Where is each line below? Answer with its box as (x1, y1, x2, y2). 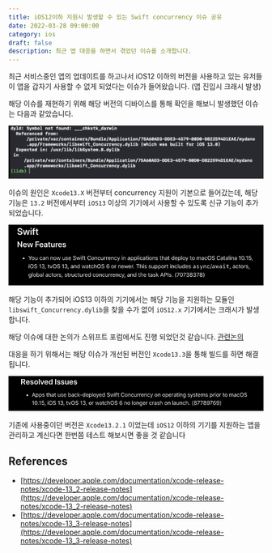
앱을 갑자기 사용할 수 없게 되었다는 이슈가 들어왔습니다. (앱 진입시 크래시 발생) (16, 82, 261, 91)
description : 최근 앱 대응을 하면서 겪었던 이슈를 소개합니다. (8, 47, 192, 56)
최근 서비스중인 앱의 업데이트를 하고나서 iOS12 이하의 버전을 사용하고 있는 (8, 71, 241, 81)
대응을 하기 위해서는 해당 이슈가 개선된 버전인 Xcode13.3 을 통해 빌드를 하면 (8, 349, 244, 359)
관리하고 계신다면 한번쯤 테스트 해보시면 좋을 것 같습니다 (8, 430, 186, 440)
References (8, 454, 68, 468)
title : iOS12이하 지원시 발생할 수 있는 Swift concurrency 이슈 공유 (8, 13, 223, 21)
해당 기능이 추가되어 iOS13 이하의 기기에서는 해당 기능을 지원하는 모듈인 (8, 294, 235, 304)
